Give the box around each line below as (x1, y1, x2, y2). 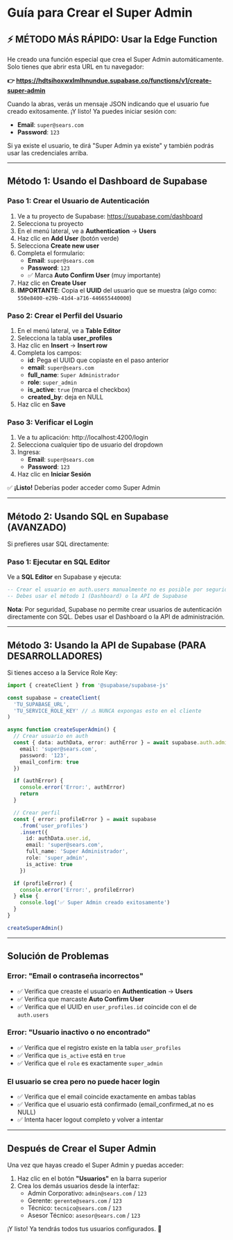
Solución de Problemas (7, 950, 110, 962)
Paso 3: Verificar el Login (7, 417, 94, 427)
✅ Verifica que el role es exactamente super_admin (17, 1059, 163, 1067)
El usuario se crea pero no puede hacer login (7, 1076, 160, 1086)
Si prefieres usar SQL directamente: (7, 540, 110, 549)
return (19, 791, 39, 798)
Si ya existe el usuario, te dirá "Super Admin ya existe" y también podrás (7, 141, 214, 150)
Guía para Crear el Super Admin (7, 5, 193, 21)
